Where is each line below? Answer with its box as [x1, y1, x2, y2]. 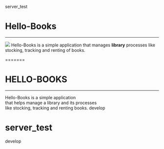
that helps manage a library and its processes [5, 100, 97, 106]
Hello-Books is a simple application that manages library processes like [11, 42, 155, 48]
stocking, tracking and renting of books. [5, 47, 85, 53]
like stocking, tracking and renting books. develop [5, 105, 105, 111]
